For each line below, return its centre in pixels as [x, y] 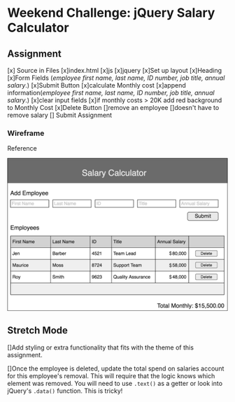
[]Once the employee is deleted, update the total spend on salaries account [116, 368]
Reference [22, 148]
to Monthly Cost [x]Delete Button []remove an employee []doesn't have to [113, 108]
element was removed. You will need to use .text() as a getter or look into [115, 383]
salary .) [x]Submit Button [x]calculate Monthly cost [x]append [97, 85]
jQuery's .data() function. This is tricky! [65, 391]
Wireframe [26, 133]
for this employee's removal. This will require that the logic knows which [111, 375]
